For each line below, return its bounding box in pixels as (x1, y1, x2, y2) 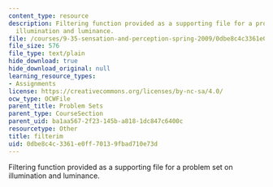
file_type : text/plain (8, 49, 85, 57)
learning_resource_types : (8, 72, 96, 80)
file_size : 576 (8, 42, 60, 50)
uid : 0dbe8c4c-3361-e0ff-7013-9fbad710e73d (8, 139, 158, 148)
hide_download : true (8, 57, 79, 66)
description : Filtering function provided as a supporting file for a (8, 19, 253, 28)
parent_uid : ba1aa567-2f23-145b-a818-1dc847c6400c (8, 117, 184, 125)
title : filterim (8, 132, 63, 140)
